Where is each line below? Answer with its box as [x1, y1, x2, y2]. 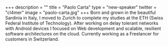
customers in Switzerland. [5, 36, 59, 42]
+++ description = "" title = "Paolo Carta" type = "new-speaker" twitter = [5, 4, 157, 10]
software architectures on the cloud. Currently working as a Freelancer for [5, 31, 159, 36]
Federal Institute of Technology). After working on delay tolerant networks [5, 20, 158, 26]
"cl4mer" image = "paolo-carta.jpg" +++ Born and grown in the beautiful [5, 9, 156, 15]
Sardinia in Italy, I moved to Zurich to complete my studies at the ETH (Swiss [5, 15, 163, 20]
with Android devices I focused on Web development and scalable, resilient [5, 25, 161, 31]
